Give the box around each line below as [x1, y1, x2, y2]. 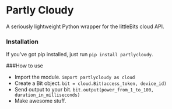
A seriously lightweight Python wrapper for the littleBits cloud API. [6, 23, 164, 30]
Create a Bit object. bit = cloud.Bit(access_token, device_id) [14, 80, 167, 87]
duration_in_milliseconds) [14, 92, 80, 98]
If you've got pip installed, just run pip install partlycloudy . [6, 51, 153, 58]
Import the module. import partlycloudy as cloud [14, 74, 135, 81]
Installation [6, 38, 39, 46]
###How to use [6, 62, 44, 69]
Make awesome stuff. [14, 97, 66, 104]
